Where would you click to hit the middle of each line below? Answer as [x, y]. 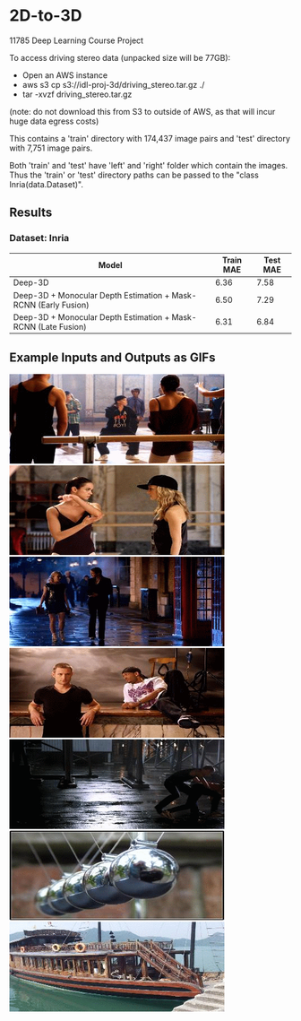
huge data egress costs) [54, 121]
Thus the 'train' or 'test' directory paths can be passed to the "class [134, 175]
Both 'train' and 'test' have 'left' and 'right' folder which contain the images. [149, 165]
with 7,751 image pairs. [51, 148]
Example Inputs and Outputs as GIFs [112, 357]
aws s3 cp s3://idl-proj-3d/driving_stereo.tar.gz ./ [113, 84]
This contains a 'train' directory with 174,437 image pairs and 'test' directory [150, 138]
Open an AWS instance [65, 75]
